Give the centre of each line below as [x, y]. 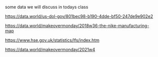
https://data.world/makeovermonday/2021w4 [50, 50]
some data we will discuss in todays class [47, 7]
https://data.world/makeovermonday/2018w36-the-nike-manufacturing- [77, 26]
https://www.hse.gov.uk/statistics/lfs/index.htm [52, 40]
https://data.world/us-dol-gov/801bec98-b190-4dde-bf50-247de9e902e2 [79, 16]
